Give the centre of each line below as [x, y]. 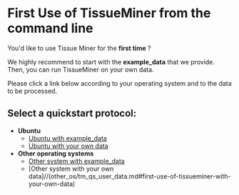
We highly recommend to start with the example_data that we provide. [111, 61]
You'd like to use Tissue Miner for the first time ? [79, 48]
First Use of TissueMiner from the [109, 13]
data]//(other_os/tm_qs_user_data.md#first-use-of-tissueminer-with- [129, 176]
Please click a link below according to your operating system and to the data [119, 83]
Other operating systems [56, 153]
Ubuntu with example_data [67, 138]
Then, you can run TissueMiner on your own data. [81, 69]
